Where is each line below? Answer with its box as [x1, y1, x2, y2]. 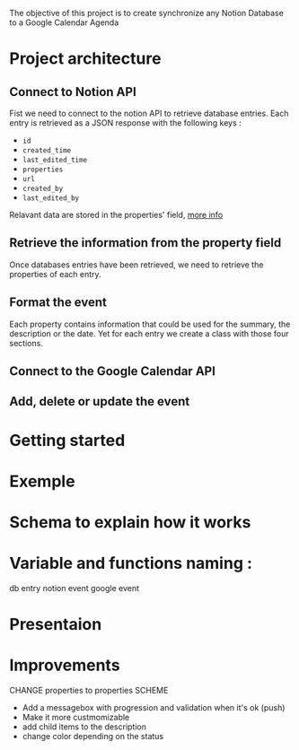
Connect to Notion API [9, 84, 136, 100]
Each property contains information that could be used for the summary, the [9, 318, 291, 329]
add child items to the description [22, 721, 146, 732]
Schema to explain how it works [9, 511, 251, 532]
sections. [9, 337, 43, 348]
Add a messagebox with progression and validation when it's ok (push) [22, 702, 286, 713]
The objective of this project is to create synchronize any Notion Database [9, 8, 285, 18]
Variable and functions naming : [9, 554, 253, 573]
